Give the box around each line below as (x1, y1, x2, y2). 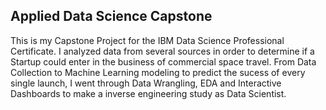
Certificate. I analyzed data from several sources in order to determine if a (10, 45, 315, 57)
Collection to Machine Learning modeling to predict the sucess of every (10, 66, 306, 78)
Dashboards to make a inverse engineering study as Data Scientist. (10, 87, 287, 99)
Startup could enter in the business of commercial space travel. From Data (10, 55, 317, 68)
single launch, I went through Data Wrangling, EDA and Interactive (10, 77, 282, 89)
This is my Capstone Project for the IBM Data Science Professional (10, 34, 285, 46)
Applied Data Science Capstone (10, 8, 213, 25)
